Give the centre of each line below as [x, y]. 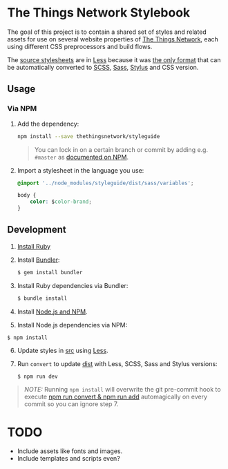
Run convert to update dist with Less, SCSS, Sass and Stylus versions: [117, 363]
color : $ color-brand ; [61, 202]
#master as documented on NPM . [82, 157]
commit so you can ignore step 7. [71, 404]
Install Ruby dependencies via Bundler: [73, 285]
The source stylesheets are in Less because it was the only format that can [114, 59]
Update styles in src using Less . [63, 350]
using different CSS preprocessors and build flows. [80, 46]
